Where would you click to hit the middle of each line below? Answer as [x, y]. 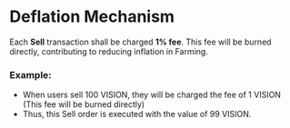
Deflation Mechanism [92, 17]
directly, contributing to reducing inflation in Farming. [109, 51]
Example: [30, 74]
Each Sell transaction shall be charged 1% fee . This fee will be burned [140, 42]
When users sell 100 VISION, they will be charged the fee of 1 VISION [152, 95]
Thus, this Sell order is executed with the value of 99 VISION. [137, 114]
